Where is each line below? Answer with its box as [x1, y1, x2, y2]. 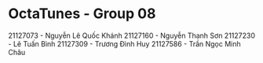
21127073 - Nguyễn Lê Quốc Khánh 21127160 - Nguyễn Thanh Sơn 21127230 [8, 31, 256, 40]
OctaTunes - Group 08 [8, 5, 156, 23]
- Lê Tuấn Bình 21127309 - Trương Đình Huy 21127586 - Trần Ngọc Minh [8, 39, 241, 48]
